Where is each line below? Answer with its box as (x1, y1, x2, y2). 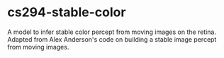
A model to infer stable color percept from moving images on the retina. (7, 28, 217, 36)
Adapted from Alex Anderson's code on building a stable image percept (7, 35, 217, 43)
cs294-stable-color (7, 4, 126, 21)
